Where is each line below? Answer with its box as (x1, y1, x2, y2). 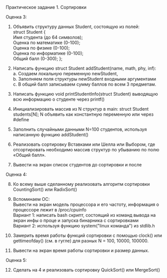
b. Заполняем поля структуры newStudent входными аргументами (12, 76, 156, 82)
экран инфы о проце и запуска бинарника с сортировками (12, 217, 139, 223)
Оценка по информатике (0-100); (12, 50, 84, 56)
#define (12, 117, 29, 122)
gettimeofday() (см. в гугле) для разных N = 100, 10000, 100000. (12, 238, 149, 243)
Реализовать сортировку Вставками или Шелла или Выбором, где (12, 141, 155, 147)
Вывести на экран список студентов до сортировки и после (12, 162, 142, 167)
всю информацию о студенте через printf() (12, 96, 105, 102)
